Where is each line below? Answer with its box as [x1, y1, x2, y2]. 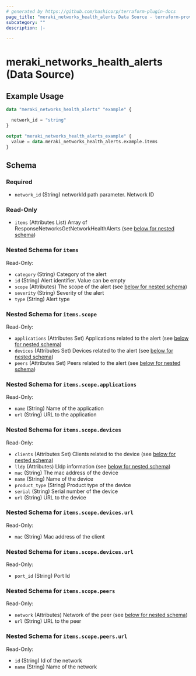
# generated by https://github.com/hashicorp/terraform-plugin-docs [6, 8, 176, 15]
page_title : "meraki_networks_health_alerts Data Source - [6, 14, 153, 20]
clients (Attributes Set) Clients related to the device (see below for [14, 450, 176, 457]
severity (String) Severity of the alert [14, 289, 104, 296]
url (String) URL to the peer [14, 618, 82, 625]
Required [6, 178, 33, 186]
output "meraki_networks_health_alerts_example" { [6, 133, 132, 139]
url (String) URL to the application [14, 411, 97, 418]
